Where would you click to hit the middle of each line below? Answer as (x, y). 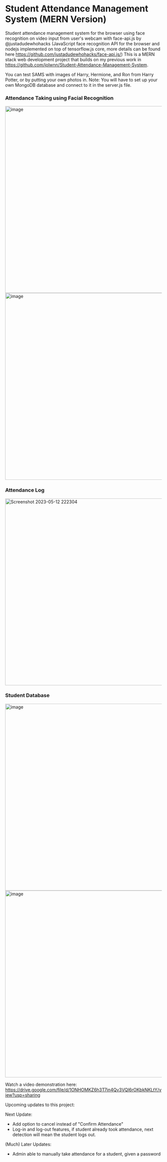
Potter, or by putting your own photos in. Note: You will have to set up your (81, 80)
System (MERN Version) (56, 19)
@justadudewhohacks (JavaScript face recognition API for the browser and (83, 43)
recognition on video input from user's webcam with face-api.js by (73, 38)
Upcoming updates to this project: (40, 1105)
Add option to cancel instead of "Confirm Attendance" (68, 1124)
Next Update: (19, 1114)
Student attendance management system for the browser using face (75, 33)
